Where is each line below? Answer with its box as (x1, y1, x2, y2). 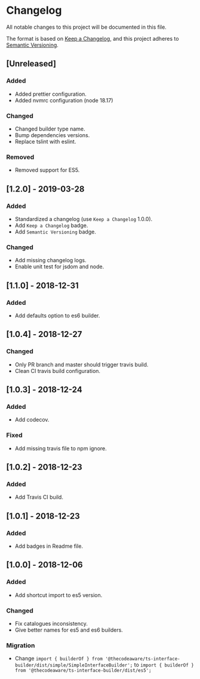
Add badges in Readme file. (14, 542, 84, 550)
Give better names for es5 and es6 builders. (14, 626, 124, 633)
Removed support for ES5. (14, 166, 80, 174)
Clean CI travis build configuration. (14, 367, 100, 374)
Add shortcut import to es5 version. (14, 591, 103, 599)
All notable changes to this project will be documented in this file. (6, 23, 167, 31)
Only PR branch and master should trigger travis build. (14, 360, 149, 368)
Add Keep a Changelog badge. (14, 222, 88, 229)
